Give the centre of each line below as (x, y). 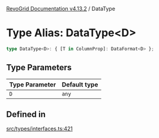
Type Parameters (39, 67)
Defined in (26, 114)
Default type (80, 85)
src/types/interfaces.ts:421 (40, 129)
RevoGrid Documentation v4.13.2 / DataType (61, 9)
